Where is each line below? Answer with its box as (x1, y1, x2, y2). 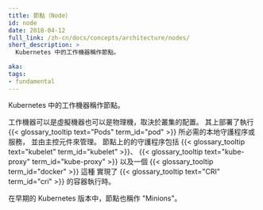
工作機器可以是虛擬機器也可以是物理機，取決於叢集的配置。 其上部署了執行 (8, 116, 254, 127)
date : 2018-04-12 (8, 26, 66, 34)
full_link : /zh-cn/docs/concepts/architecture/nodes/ (8, 33, 191, 42)
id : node (8, 19, 37, 27)
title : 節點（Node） (8, 11, 72, 20)
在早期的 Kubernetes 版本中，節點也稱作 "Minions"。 (8, 193, 182, 203)
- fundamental (8, 77, 56, 86)
